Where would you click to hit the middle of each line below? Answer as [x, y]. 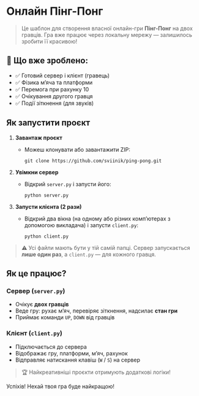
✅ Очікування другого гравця [54, 96]
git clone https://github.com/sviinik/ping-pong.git [93, 161]
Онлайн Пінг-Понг [55, 11]
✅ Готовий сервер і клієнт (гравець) [62, 76]
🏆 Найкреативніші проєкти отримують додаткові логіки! [96, 372]
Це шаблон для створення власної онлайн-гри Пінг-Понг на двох [107, 28]
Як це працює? [36, 274]
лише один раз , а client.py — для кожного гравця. [88, 254]
